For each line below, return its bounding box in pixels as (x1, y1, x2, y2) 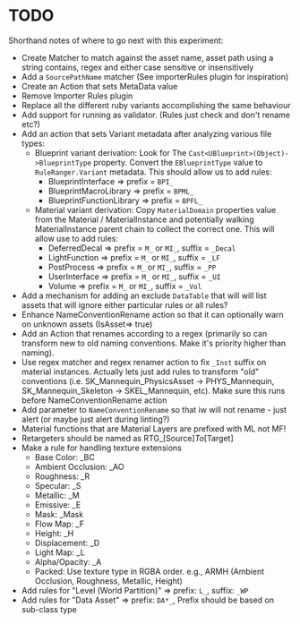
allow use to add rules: (34, 233, 118, 244)
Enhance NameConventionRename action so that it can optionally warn (21, 309, 284, 320)
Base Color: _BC (34, 451, 95, 462)
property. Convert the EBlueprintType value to (92, 157, 263, 167)
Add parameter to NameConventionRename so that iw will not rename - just (21, 404, 287, 415)
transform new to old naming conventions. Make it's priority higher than (21, 338, 287, 348)
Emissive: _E (34, 499, 81, 510)
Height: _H (34, 527, 74, 538)
